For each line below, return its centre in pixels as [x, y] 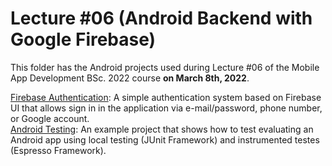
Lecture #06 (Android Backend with [161, 18]
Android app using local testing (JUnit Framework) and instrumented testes [165, 139]
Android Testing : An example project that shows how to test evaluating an [162, 129]
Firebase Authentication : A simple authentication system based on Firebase [166, 97]
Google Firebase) [83, 39]
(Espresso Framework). [58, 150]
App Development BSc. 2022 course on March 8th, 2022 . [130, 78]
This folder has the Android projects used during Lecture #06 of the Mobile [165, 67]
